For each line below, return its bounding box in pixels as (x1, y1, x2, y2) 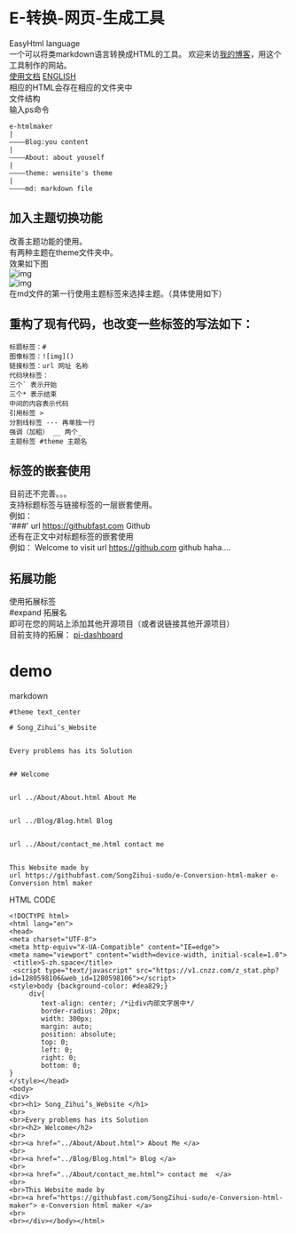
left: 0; (41, 1046, 74, 1054)
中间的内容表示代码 (9, 399, 69, 408)
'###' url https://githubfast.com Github (9, 521, 151, 532)
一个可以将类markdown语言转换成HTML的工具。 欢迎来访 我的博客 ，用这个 (9, 48, 282, 59)
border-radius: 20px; (41, 1006, 121, 1016)
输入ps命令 (9, 104, 50, 115)
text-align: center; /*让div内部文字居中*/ (41, 999, 195, 1008)
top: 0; (41, 1038, 69, 1047)
